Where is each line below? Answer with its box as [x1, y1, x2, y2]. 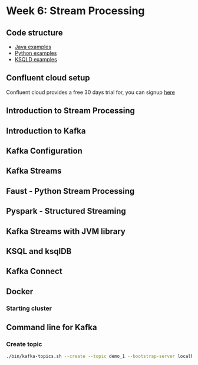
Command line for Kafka [6, 322, 97, 333]
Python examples [14, 50, 57, 57]
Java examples [14, 43, 52, 50]
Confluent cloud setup [6, 73, 90, 83]
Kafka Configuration [6, 146, 82, 156]
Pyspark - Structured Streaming [6, 206, 127, 216]
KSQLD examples [14, 56, 57, 63]
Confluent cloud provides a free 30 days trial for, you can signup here [6, 89, 176, 96]
